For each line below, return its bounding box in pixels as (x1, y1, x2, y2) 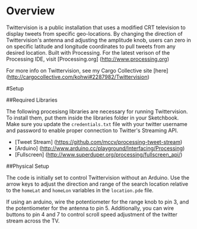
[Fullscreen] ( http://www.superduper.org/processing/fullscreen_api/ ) (14, 150, 183, 158)
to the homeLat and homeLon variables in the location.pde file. (6, 186, 154, 194)
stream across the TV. (6, 217, 60, 224)
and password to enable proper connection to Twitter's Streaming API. (6, 127, 179, 134)
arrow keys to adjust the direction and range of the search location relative (6, 180, 189, 187)
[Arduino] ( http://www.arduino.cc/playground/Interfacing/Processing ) (14, 145, 185, 152)
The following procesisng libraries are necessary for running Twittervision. (6, 108, 188, 115)
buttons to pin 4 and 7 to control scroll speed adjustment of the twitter (6, 211, 178, 218)
